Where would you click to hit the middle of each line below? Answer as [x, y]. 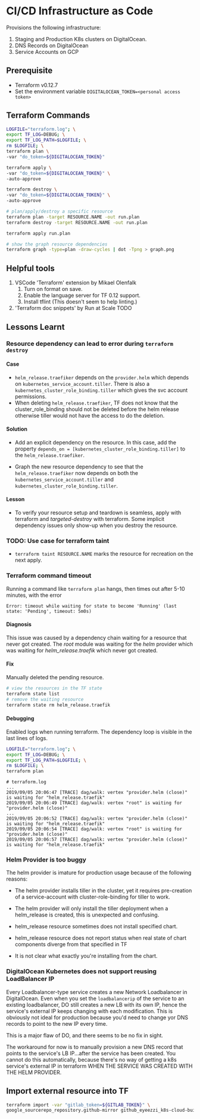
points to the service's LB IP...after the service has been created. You [91, 1053]
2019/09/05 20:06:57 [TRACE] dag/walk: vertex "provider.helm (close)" [97, 840]
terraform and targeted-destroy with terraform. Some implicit [90, 519]
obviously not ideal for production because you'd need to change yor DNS [97, 1017]
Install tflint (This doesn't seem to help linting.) [80, 302]
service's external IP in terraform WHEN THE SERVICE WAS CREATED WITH [99, 1066]
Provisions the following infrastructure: [54, 27]
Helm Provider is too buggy [46, 860]
